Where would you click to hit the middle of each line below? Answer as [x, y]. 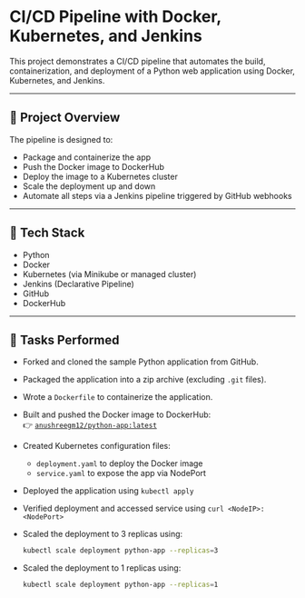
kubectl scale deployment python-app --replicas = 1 [120, 585]
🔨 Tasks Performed [64, 339]
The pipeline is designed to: [61, 139]
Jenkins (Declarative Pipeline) [78, 284]
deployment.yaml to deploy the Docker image [119, 463]
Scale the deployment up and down [89, 186]
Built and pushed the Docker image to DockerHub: [117, 414]
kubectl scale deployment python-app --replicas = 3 [120, 551]
